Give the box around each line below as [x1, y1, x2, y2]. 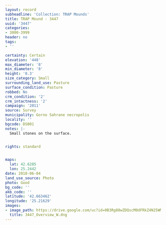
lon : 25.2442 [9, 166, 37, 172]
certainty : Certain [5, 53, 45, 58]
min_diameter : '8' [5, 67, 43, 72]
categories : [5, 26, 30, 31]
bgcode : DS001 [5, 121, 35, 126]
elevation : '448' [5, 57, 41, 62]
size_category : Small [5, 76, 50, 81]
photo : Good [5, 180, 30, 185]
